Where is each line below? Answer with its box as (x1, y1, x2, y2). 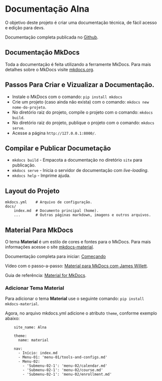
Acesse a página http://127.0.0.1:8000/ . (12, 130, 96, 136)
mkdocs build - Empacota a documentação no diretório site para (12, 157, 143, 163)
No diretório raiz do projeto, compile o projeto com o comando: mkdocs (12, 109, 153, 115)
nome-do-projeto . (12, 104, 47, 110)
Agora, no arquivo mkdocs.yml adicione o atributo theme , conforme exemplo (5, 310, 157, 316)
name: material (18, 338, 49, 343)
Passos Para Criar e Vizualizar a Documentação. (5, 81, 155, 89)
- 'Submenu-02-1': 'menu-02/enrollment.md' (22, 372, 112, 377)
